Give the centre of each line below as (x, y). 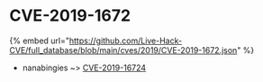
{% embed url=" (40, 41)
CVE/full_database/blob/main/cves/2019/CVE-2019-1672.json (123, 50)
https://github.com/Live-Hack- (126, 41)
